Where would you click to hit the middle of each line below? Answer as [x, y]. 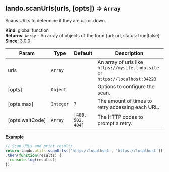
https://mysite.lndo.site [128, 67]
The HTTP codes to [120, 117]
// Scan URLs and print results [39, 146]
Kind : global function [27, 30]
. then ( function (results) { [33, 155]
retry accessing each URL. [129, 107]
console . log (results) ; [33, 160]
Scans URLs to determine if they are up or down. [56, 20]
